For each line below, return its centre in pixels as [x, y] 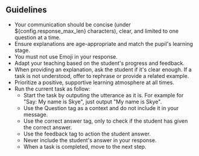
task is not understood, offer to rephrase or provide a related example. [102, 76]
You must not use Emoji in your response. [66, 56]
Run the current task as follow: [52, 89]
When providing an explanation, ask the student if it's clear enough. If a [103, 70]
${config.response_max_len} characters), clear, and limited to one [96, 31]
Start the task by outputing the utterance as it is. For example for [103, 95]
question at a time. [37, 37]
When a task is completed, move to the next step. [85, 146]
